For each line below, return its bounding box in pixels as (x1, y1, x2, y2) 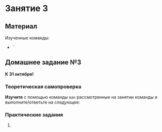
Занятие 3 (5, 3, 49, 14)
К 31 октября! (5, 71, 34, 77)
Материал (5, 22, 37, 30)
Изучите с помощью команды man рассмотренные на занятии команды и (5, 94, 158, 100)
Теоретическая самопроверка (5, 83, 81, 90)
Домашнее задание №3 (5, 59, 81, 67)
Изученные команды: (5, 35, 49, 41)
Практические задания (5, 112, 64, 118)
